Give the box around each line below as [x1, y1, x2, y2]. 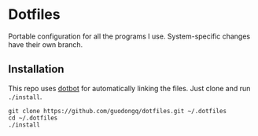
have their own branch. [8, 39, 83, 49]
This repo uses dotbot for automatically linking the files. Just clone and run [8, 83, 251, 93]
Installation [8, 63, 64, 76]
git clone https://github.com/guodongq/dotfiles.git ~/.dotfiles [8, 107, 227, 115]
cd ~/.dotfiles [8, 114, 58, 122]
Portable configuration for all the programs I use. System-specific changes [8, 31, 250, 41]
